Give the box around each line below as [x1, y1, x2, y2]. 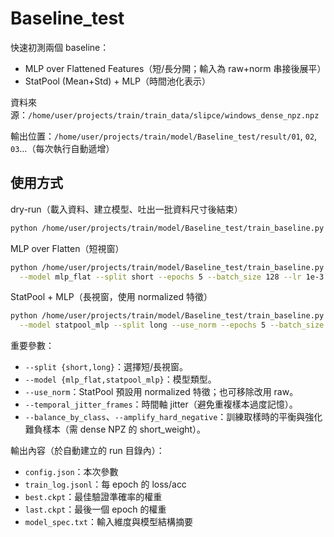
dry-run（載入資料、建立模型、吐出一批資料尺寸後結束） [10, 203, 243, 215]
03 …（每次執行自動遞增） [10, 142, 115, 154]
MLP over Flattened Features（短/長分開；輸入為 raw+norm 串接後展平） [24, 62, 327, 74]
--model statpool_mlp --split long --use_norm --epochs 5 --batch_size [19, 320, 325, 331]
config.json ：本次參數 [24, 466, 119, 478]
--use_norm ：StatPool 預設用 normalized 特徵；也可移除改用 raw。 [24, 386, 299, 398]
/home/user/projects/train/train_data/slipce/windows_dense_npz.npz [28, 110, 320, 121]
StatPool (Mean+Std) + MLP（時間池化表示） [24, 75, 212, 87]
